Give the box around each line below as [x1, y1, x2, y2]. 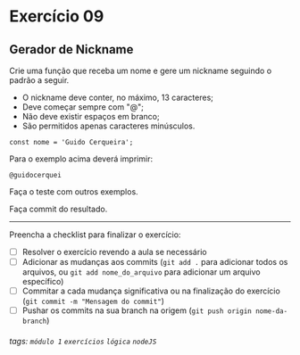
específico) [21, 277, 64, 287]
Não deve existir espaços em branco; [21, 111, 160, 121]
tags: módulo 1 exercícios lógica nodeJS [9, 335, 157, 346]
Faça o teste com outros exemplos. [9, 186, 138, 197]
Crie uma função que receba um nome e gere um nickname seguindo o [9, 65, 272, 76]
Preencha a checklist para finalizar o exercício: [9, 229, 181, 240]
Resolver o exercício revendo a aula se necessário [21, 247, 207, 257]
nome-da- [255, 307, 288, 316]
